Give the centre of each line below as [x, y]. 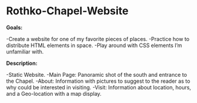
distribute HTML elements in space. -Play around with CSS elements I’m [94, 45]
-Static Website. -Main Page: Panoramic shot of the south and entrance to [97, 74]
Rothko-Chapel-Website [67, 11]
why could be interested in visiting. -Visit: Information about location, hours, [99, 87]
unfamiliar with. [25, 51]
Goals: [14, 27]
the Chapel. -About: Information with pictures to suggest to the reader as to [98, 81]
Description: [22, 63]
